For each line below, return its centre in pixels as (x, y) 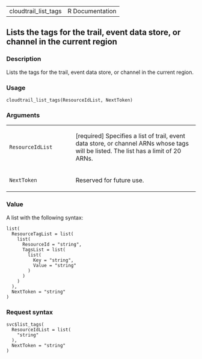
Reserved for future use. (110, 180)
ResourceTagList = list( (43, 234)
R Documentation (92, 11)
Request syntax (29, 312)
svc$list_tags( (25, 324)
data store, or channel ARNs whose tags (132, 144)
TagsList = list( (44, 250)
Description (24, 59)
